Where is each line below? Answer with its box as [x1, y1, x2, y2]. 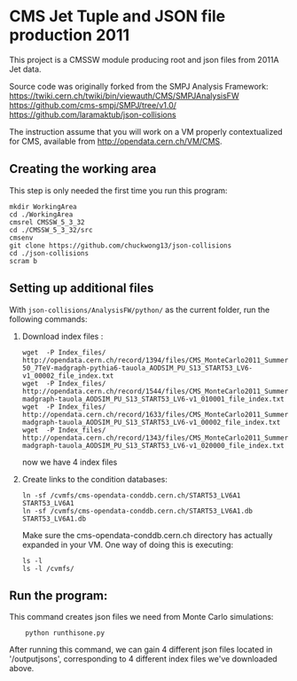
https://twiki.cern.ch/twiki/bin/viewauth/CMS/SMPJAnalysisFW [9, 90, 239, 101]
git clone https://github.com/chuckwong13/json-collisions [9, 241, 232, 250]
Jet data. [9, 64, 42, 74]
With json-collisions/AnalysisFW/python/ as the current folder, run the [9, 304, 270, 315]
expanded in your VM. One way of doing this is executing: [21, 539, 234, 550]
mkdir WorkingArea [9, 202, 77, 211]
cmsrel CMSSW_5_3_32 [9, 217, 86, 227]
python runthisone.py [25, 629, 105, 638]
